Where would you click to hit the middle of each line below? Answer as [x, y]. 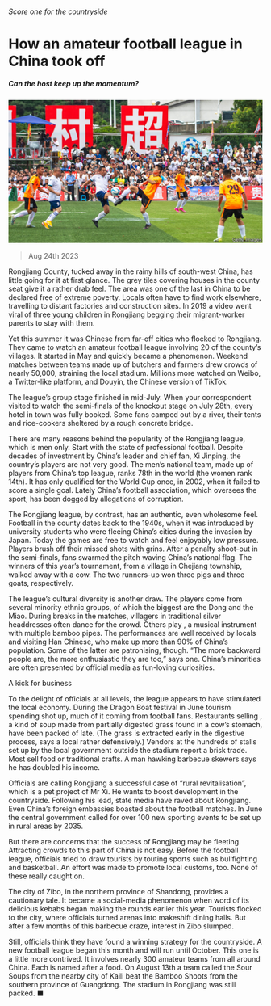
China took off [57, 61]
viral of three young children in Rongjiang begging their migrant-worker [127, 314]
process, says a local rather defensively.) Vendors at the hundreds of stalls [133, 742]
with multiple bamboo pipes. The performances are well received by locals [132, 633]
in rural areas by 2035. [46, 826]
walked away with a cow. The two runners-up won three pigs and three [127, 575]
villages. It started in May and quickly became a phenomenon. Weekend [128, 356]
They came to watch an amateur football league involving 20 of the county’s [135, 347]
